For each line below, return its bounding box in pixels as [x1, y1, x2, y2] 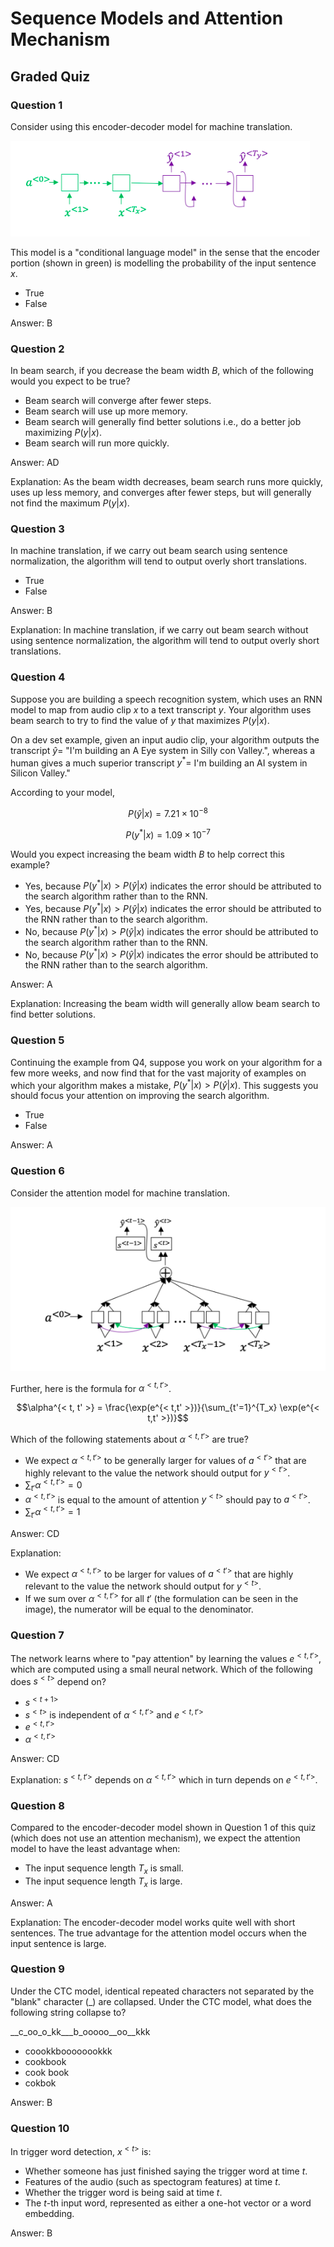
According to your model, [10, 787, 115, 799]
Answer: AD [10, 457, 60, 469]
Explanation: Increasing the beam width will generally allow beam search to [10, 998, 321, 1010]
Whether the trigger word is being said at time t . [24, 2186, 223, 2198]
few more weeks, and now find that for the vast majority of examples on [10, 1067, 307, 1079]
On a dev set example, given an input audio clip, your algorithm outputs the [10, 733, 320, 746]
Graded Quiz [10, 68, 91, 85]
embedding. [24, 2207, 75, 2219]
